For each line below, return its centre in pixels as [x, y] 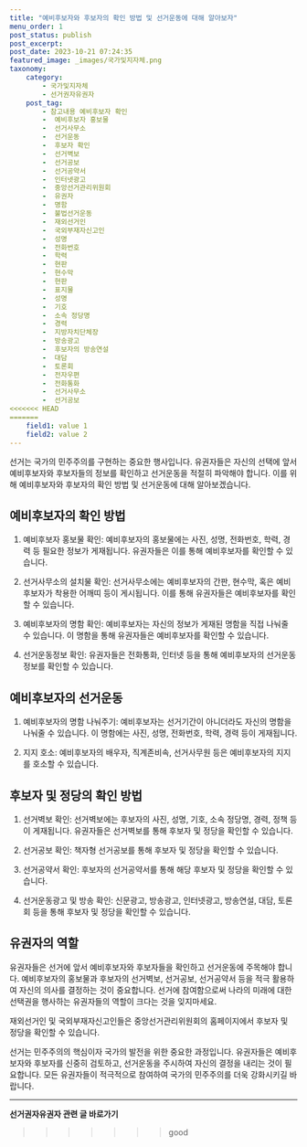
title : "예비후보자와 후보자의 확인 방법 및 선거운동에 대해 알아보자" [123, 18]
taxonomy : [28, 69]
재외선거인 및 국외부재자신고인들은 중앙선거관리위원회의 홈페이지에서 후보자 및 [149, 1021]
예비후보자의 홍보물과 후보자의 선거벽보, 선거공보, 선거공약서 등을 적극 [146, 978]
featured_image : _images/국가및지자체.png [86, 60]
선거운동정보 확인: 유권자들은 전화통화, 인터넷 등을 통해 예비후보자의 [143, 655]
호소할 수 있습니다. [65, 764]
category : [45, 78]
